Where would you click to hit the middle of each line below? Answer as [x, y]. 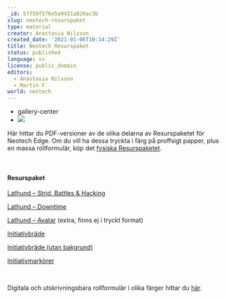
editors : [20, 72]
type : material [29, 27]
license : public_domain [42, 66]
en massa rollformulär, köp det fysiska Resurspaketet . [85, 148]
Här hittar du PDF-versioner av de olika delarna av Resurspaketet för [106, 133]
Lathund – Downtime [37, 207]
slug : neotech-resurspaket [47, 20]
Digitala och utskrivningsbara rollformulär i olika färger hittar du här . [105, 288]
